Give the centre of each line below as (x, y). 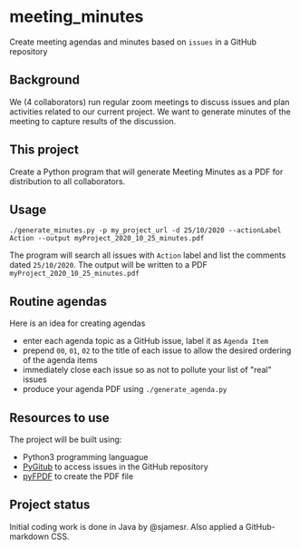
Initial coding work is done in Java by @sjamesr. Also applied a (126, 526)
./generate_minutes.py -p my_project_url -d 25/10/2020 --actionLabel (145, 230)
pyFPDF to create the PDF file (78, 476)
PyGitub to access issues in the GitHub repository (115, 466)
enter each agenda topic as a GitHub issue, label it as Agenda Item (145, 341)
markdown (29, 536)
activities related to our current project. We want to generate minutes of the (150, 112)
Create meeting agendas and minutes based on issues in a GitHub (133, 42)
